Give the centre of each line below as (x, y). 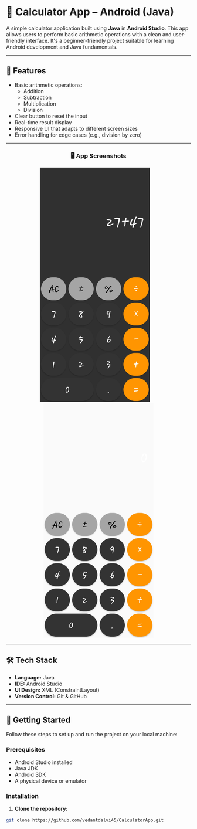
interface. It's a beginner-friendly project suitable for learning (100, 40)
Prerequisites (26, 749)
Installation (23, 796)
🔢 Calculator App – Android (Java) (90, 12)
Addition (33, 91)
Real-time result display (43, 122)
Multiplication (40, 103)
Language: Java (34, 677)
